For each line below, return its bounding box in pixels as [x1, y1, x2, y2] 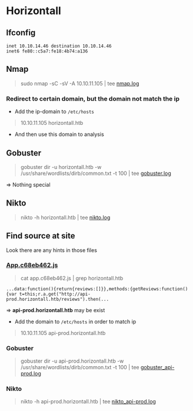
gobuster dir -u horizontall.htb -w [20, 163, 102, 170]
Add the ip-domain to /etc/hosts [14, 108, 94, 115]
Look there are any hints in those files [6, 246, 97, 254]
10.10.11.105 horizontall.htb [20, 120, 84, 127]
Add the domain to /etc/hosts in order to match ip [14, 318, 137, 325]
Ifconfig [6, 28, 36, 38]
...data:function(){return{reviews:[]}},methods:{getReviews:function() [6, 286, 188, 292]
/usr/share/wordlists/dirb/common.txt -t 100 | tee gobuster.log [20, 170, 172, 177]
